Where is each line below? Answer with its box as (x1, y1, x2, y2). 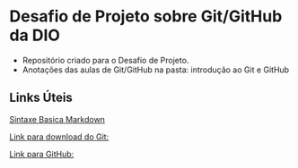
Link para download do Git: (9, 131, 110, 142)
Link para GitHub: (9, 148, 74, 159)
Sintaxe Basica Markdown (9, 113, 106, 124)
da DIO (9, 25, 61, 46)
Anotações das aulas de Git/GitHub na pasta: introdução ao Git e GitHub (22, 64, 290, 75)
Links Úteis (9, 90, 74, 105)
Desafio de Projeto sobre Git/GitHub (9, 6, 283, 27)
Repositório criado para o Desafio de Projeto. (22, 55, 189, 65)
